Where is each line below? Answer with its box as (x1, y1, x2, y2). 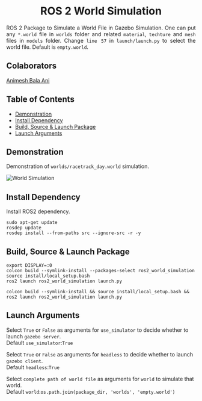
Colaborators (6, 61, 57, 71)
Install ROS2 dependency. (6, 208, 70, 215)
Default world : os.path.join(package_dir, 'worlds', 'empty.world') (6, 388, 176, 395)
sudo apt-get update (6, 220, 58, 226)
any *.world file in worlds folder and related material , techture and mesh (6, 30, 196, 37)
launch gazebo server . (6, 332, 61, 340)
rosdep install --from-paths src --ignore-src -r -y (6, 230, 141, 236)
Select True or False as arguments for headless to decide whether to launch (6, 350, 194, 358)
